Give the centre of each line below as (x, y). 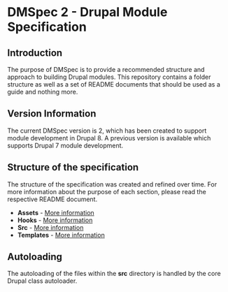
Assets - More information (56, 212)
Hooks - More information (55, 220)
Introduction (35, 53)
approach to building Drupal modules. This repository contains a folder (109, 77)
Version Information (52, 114)
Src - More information (50, 227)
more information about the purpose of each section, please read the (107, 191)
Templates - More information (61, 235)
